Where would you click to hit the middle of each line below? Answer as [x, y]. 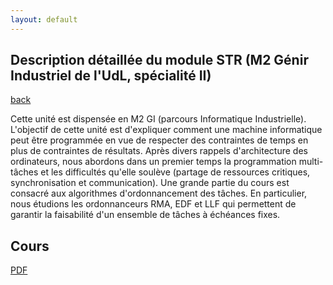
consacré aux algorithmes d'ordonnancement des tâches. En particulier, [159, 193]
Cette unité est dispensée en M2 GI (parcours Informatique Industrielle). [158, 119]
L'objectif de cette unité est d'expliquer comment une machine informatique [166, 130]
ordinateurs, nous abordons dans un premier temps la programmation [153, 162]
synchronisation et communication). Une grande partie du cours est [150, 183]
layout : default [44, 19]
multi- [311, 162]
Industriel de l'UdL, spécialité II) [111, 76]
